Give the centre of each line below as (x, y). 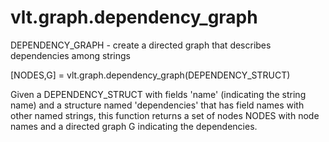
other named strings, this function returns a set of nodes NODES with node (165, 115)
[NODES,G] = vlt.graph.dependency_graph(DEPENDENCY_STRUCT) (150, 75)
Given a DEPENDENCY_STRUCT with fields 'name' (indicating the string (158, 94)
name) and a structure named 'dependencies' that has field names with (157, 105)
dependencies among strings (70, 55)
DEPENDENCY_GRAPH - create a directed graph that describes (141, 45)
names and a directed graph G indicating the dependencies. (134, 126)
